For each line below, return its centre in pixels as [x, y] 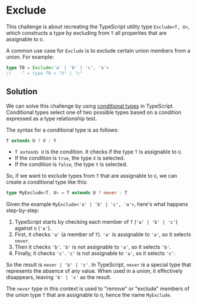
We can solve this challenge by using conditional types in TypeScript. [90, 106]
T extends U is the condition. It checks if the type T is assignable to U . [98, 152]
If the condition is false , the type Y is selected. [71, 164]
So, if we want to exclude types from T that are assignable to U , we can [92, 176]
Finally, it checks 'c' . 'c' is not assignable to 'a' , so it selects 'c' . [95, 253]
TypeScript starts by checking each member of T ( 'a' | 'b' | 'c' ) [96, 222]
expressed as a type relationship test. [51, 118]
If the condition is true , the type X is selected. [70, 158]
